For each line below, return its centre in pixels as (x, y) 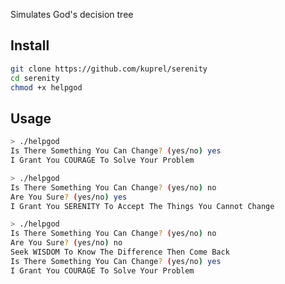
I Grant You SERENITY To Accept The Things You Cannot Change (142, 206)
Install (30, 45)
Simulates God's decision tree (72, 14)
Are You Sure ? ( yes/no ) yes (69, 197)
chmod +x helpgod (46, 87)
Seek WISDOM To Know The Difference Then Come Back (120, 252)
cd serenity (35, 78)
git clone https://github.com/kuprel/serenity (109, 69)
